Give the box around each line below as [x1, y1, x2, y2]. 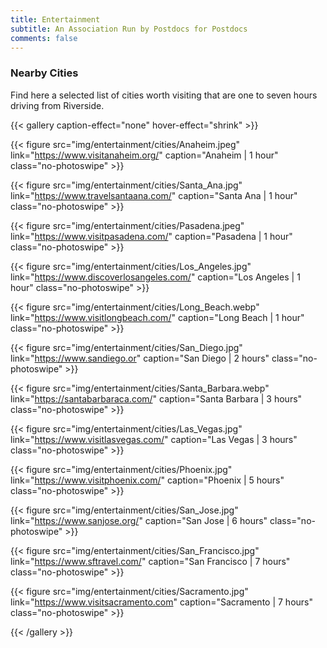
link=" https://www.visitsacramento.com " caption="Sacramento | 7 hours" [10, 596, 313, 608]
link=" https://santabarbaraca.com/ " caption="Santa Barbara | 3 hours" [10, 392, 303, 405]
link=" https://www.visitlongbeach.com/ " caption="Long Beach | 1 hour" [10, 311, 305, 323]
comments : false [10, 33, 78, 43]
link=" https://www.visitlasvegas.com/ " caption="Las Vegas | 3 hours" [10, 433, 298, 445]
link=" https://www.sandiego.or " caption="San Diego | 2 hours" [10, 352, 270, 364]
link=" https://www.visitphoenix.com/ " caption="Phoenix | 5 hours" [10, 474, 285, 486]
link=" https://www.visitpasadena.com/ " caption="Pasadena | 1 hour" [10, 230, 293, 242]
